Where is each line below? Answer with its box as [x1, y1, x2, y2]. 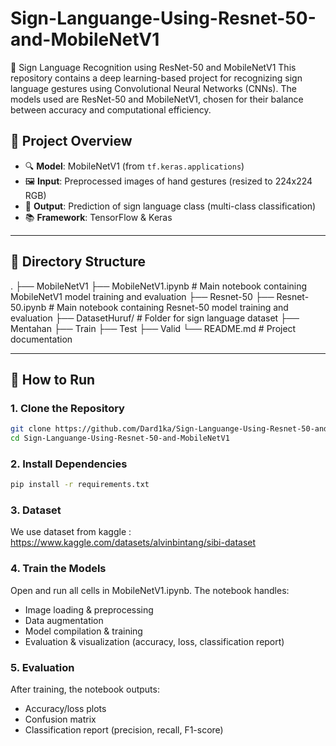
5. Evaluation [10, 660, 75, 674]
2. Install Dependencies [10, 457, 128, 471]
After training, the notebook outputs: [10, 683, 160, 696]
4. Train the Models [10, 562, 107, 576]
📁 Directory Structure [10, 253, 147, 271]
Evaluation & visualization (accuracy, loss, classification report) [24, 635, 285, 647]
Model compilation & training [24, 625, 143, 637]
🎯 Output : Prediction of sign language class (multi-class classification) [24, 200, 317, 212]
